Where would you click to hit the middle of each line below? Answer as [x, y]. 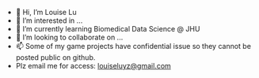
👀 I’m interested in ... [49, 20]
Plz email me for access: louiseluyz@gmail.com [93, 66]
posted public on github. [55, 58]
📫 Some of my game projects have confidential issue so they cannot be [133, 46]
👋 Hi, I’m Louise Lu [46, 12]
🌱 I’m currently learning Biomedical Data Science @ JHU [108, 29]
